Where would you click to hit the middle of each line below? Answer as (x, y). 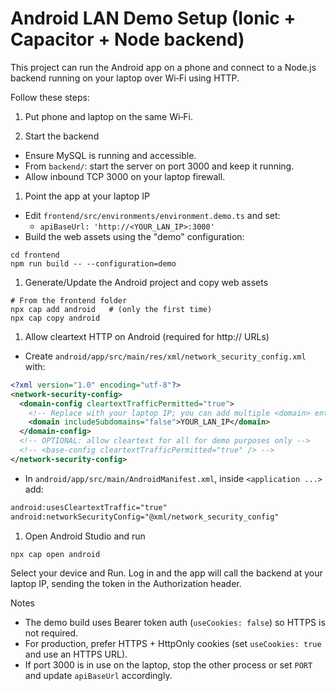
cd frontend (35, 255)
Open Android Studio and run (85, 536)
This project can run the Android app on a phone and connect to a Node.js (163, 67)
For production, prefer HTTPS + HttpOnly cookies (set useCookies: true (173, 643)
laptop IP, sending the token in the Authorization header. (126, 583)
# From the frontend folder (69, 300)
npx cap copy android (55, 318)
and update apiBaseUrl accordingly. (98, 675)
